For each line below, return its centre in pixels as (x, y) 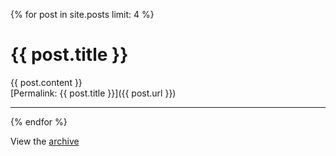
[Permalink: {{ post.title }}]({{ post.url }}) (93, 93)
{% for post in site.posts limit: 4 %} (82, 14)
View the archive (45, 141)
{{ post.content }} (46, 82)
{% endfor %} (39, 121)
